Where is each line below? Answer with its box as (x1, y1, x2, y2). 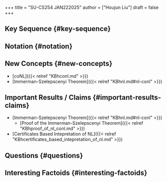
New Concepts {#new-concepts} (5, 59, 113, 68)
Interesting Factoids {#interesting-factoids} (5, 169, 148, 177)
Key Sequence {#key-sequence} (5, 25, 111, 33)
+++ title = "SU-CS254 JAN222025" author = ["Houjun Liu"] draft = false (5, 5, 159, 10)
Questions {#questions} (5, 151, 83, 160)
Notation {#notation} (5, 42, 73, 51)
